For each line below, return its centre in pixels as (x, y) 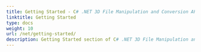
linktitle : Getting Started (41, 17)
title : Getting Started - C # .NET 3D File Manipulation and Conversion (97, 12)
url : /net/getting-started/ (41, 34)
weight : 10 (20, 28)
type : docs (20, 23)
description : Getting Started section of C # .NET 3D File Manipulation (97, 39)
